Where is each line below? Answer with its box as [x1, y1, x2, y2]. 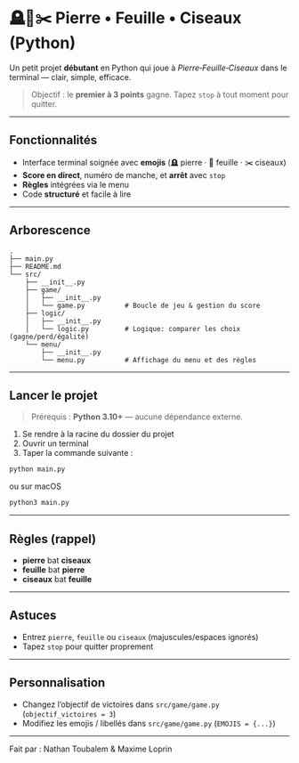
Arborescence [9, 223, 91, 238]
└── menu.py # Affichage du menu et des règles [41, 355, 256, 364]
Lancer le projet [9, 387, 98, 402]
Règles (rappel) [9, 532, 96, 547]
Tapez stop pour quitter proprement [21, 641, 154, 652]
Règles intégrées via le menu [21, 179, 129, 190]
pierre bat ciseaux [21, 555, 92, 565]
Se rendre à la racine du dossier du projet [21, 429, 175, 440]
